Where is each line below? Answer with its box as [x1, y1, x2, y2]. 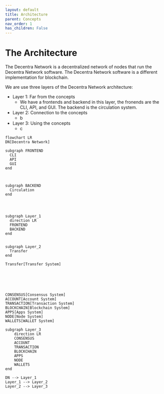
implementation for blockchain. [5, 74, 69, 80]
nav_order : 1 [5, 21, 32, 26]
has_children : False [5, 26, 48, 31]
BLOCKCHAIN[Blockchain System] [5, 305, 70, 311]
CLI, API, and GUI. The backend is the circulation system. [19, 104, 138, 110]
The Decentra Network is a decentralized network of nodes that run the [5, 64, 152, 70]
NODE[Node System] [5, 314, 43, 319]
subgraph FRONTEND [5, 148, 43, 154]
